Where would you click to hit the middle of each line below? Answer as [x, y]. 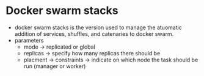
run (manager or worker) [55, 66]
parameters [29, 40]
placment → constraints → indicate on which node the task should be [111, 60]
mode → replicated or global [59, 47]
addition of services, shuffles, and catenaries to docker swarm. [94, 33]
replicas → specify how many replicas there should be [92, 53]
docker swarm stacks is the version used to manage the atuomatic [98, 27]
